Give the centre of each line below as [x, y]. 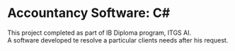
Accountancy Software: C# [89, 13]
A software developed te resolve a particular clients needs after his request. [118, 40]
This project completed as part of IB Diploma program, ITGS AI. [99, 33]
